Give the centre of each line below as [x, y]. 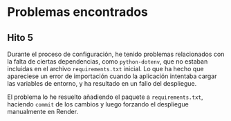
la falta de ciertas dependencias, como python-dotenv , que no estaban [108, 62]
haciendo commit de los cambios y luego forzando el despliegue [98, 104]
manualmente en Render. [43, 112]
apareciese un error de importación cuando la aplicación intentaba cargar [112, 76]
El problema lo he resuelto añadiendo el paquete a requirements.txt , [105, 97]
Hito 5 [20, 38]
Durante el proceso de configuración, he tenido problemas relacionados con [116, 54]
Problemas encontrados [78, 12]
